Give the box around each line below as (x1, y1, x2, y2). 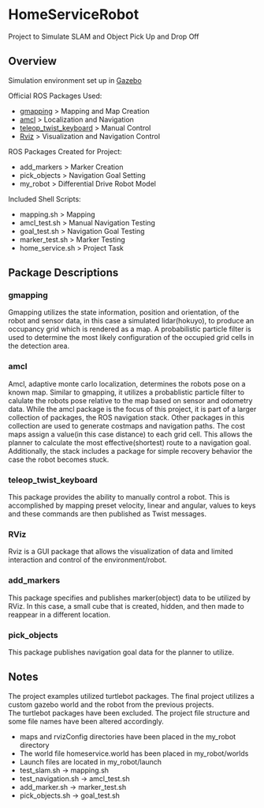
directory (19, 740, 50, 749)
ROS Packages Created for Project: (8, 146, 122, 156)
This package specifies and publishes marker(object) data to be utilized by (8, 593, 251, 602)
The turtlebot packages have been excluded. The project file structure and (8, 708, 251, 717)
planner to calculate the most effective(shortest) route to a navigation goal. (8, 437, 251, 447)
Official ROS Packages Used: (8, 91, 102, 100)
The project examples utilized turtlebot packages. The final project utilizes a (8, 691, 255, 700)
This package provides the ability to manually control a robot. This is (8, 493, 230, 502)
